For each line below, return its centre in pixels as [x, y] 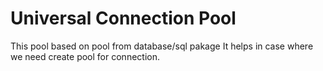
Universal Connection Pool [123, 18]
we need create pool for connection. [85, 56]
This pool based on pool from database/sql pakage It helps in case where [162, 46]
